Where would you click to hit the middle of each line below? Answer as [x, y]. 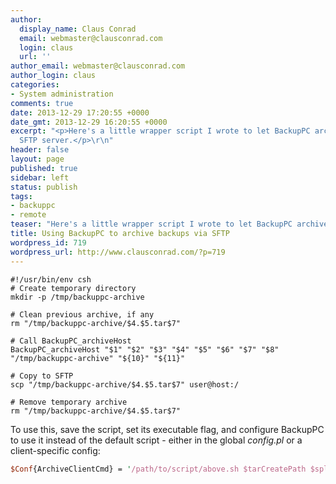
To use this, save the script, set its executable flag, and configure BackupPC [167, 429]
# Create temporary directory [73, 288]
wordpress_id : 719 [48, 242]
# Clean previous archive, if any [82, 314]
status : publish [44, 187]
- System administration [62, 94]
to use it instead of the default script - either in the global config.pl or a [156, 440]
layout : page [37, 159]
